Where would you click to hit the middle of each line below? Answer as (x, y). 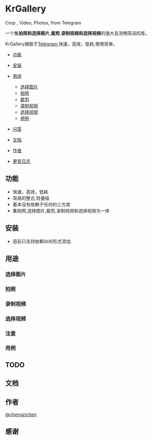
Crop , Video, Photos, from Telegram (43, 23)
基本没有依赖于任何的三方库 (41, 204)
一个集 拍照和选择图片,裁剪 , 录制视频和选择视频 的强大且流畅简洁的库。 (78, 33)
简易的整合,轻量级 (31, 198)
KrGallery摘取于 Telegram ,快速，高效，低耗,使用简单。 (61, 44)
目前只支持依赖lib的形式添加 (42, 241)
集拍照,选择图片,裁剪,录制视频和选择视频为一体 (61, 210)
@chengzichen (21, 415)
